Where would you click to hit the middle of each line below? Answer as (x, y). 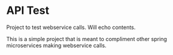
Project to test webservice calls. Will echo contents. (71, 27)
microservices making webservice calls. (56, 45)
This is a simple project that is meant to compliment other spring (87, 39)
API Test (28, 11)
